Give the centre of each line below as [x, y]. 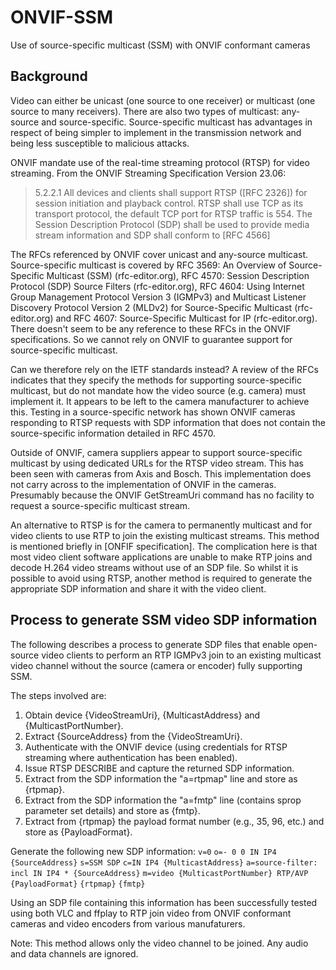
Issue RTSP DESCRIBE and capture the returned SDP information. [159, 768]
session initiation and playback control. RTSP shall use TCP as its [169, 203]
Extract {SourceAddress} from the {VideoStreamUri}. [133, 736]
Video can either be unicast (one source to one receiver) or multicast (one [163, 100]
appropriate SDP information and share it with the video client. [138, 588]
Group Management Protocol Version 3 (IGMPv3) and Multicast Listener [158, 297]
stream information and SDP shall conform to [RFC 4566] [152, 235]
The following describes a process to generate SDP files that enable [150, 644]
